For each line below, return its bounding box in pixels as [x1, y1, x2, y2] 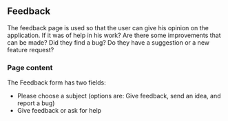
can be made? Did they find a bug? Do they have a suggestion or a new [7, 38, 210, 47]
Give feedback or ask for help [17, 107, 102, 115]
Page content [7, 63, 53, 72]
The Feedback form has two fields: [7, 78, 106, 87]
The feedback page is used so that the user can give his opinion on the [7, 23, 209, 32]
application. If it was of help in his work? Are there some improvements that [7, 31, 222, 39]
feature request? [7, 45, 54, 54]
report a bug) [17, 99, 55, 107]
